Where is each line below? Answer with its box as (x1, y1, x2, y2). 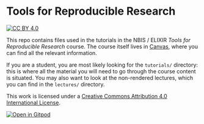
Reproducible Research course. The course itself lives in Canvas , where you (6, 43, 199, 50)
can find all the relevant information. (6, 49, 98, 56)
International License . (6, 99, 61, 106)
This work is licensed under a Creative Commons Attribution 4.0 (6, 92, 168, 100)
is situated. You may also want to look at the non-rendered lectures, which (6, 74, 194, 81)
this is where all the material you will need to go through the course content (6, 67, 197, 75)
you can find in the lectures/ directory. (6, 81, 105, 88)
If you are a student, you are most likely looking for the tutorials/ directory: (6, 61, 199, 68)
